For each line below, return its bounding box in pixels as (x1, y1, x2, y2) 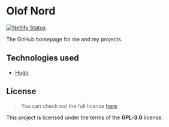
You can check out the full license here (20, 102, 117, 109)
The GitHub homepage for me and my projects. (6, 35, 123, 43)
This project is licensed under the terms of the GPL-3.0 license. (6, 114, 163, 121)
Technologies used (6, 53, 79, 63)
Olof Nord (6, 4, 56, 18)
